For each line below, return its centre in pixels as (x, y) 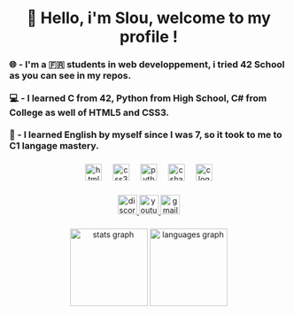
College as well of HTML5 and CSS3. (89, 112)
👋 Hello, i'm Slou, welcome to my (149, 18)
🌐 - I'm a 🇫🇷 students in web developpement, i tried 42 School (147, 65)
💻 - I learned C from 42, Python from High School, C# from (138, 98)
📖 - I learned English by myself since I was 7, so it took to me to (146, 134)
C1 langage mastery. (54, 146)
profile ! (149, 37)
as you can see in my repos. (70, 76)
